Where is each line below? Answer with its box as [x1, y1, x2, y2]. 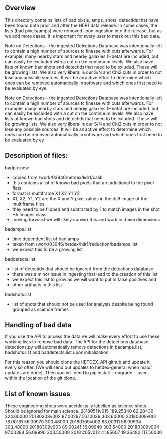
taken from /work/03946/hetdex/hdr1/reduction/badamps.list [12, 241, 138, 247]
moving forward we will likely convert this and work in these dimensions [12, 217, 160, 222]
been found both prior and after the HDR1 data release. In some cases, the [5, 22, 158, 28]
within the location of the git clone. [5, 375, 76, 381]
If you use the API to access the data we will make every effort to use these [5, 333, 160, 340]
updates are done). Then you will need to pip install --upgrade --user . [5, 370, 149, 376]
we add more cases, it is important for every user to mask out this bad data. [5, 33, 161, 39]
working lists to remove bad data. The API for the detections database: [5, 339, 150, 345]
